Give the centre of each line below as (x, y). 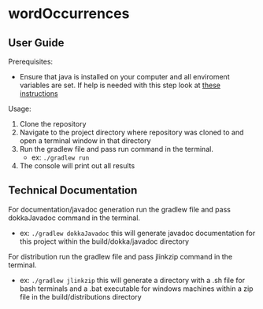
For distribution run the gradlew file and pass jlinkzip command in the (120, 256)
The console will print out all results (77, 166)
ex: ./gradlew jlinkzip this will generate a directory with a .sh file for (132, 280)
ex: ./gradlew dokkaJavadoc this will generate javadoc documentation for (137, 233)
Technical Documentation (73, 191)
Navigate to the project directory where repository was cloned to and (131, 132)
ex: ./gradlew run (60, 157)
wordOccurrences (69, 14)
